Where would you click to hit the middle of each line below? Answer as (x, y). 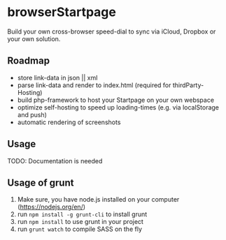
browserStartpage (62, 12)
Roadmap (29, 61)
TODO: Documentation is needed (55, 160)
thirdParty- (188, 85)
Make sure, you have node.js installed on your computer (98, 200)
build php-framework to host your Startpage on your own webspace (116, 100)
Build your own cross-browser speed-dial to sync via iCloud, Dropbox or (112, 31)
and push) (32, 114)
